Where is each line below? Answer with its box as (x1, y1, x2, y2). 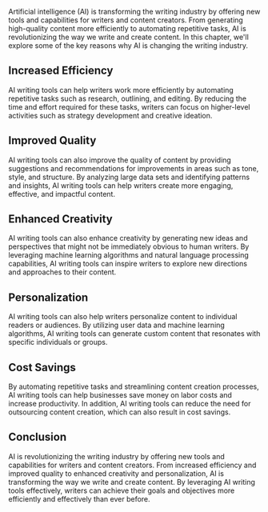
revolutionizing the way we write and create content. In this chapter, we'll (8, 32, 250, 42)
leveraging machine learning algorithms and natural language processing (8, 250, 250, 260)
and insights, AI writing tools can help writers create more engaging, (8, 180, 234, 190)
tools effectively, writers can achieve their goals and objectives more (8, 486, 235, 495)
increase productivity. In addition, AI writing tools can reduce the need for (8, 399, 251, 409)
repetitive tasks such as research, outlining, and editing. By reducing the (8, 94, 246, 103)
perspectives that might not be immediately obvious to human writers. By (8, 242, 250, 251)
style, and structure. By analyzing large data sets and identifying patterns (8, 172, 250, 182)
